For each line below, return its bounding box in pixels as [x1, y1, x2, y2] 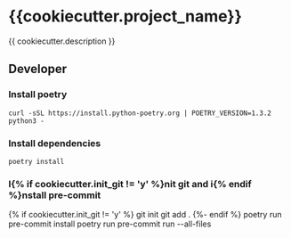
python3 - [8, 116, 45, 126]
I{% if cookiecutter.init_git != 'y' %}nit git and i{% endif [8, 177, 253, 190]
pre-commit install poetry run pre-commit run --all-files [8, 218, 212, 229]
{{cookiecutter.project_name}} [8, 6, 242, 27]
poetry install [8, 157, 65, 166]
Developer [8, 62, 68, 77]
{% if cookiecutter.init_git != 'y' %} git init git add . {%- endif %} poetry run [8, 209, 282, 220]
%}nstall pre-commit [8, 189, 101, 201]
